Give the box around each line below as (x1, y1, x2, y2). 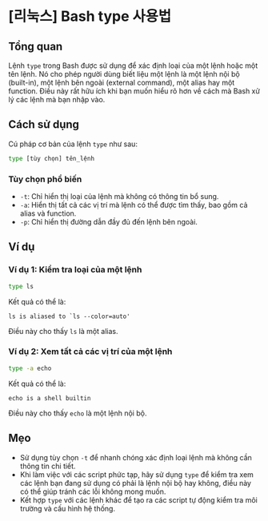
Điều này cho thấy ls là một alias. (8, 326, 118, 336)
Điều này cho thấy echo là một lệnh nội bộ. (8, 408, 147, 418)
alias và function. (19, 209, 77, 218)
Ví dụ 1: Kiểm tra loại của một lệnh (8, 264, 142, 276)
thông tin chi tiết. (19, 461, 76, 471)
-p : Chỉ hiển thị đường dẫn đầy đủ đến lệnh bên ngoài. (19, 217, 198, 226)
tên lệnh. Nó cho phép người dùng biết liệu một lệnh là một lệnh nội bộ (8, 70, 240, 78)
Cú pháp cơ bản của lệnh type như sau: (8, 139, 138, 149)
